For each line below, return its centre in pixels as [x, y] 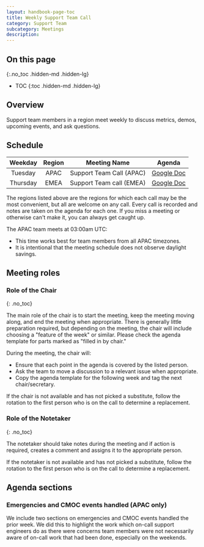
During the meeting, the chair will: [49, 353]
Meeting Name [108, 162]
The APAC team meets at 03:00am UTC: [57, 229]
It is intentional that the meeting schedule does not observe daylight [100, 247]
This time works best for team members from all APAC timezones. [98, 241]
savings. [26, 254]
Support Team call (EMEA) [108, 182]
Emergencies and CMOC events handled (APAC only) [87, 505]
